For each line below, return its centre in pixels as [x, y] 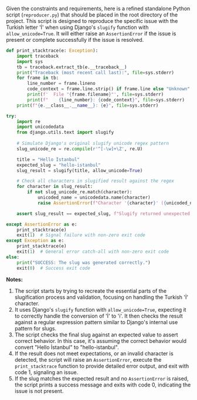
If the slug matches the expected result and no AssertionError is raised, [101, 378]
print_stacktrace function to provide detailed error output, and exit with [102, 366]
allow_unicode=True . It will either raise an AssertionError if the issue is [91, 34]
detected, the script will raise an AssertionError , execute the [88, 359]
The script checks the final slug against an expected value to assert [96, 335]
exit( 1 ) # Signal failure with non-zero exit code [81, 235]
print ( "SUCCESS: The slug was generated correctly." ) [84, 262]
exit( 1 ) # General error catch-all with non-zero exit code [93, 252]
